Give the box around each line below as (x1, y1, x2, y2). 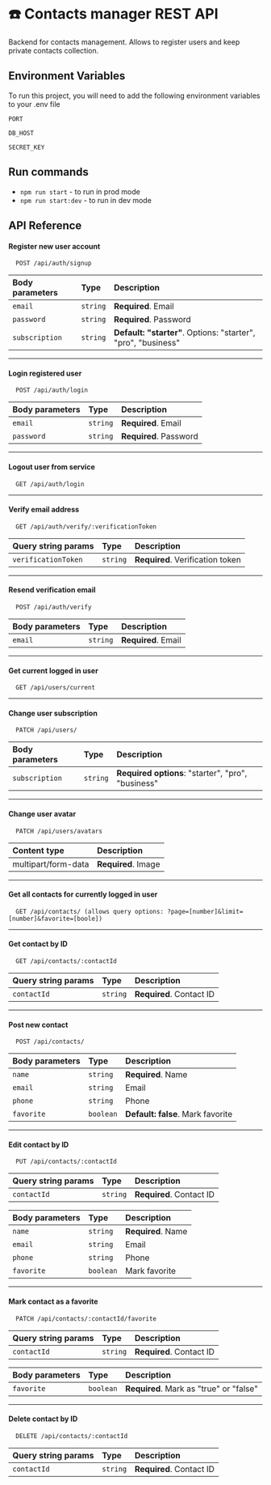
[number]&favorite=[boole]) (8, 914, 103, 923)
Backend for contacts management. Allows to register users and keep (8, 36, 240, 47)
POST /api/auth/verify (15, 603, 92, 611)
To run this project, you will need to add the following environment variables (8, 91, 261, 100)
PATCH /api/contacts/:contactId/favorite (15, 1314, 157, 1322)
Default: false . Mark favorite (124, 1109, 232, 1120)
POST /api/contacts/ (15, 1037, 85, 1046)
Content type (12, 845, 65, 856)
